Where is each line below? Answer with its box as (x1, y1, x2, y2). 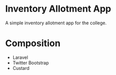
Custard (12, 65, 29, 71)
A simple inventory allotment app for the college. (5, 20, 107, 26)
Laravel (12, 54, 28, 60)
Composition (5, 37, 61, 49)
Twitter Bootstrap (12, 59, 49, 66)
